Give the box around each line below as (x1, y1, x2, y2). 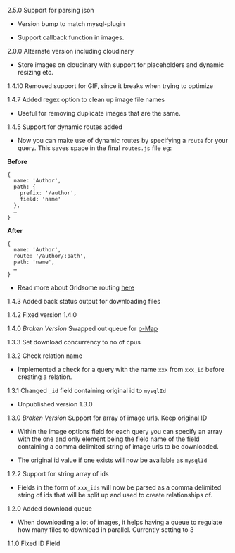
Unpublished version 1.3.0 (17, 400, 93, 408)
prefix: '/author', (20, 189, 77, 197)
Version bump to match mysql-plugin (17, 20, 125, 27)
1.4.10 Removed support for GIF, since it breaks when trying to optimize (7, 82, 213, 90)
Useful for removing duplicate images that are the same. (17, 109, 181, 117)
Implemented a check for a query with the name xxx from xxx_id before (17, 366, 225, 373)
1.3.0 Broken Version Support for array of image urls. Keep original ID (7, 414, 208, 422)
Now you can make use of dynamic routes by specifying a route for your (17, 137, 229, 144)
